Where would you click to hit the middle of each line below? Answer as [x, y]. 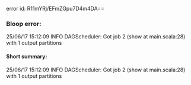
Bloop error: [24, 24]
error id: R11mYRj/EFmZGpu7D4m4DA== [55, 9]
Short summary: [27, 56]
